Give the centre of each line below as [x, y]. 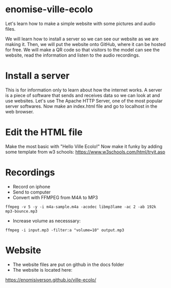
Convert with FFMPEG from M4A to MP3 [55, 197]
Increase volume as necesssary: [46, 221]
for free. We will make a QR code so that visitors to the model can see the [82, 50]
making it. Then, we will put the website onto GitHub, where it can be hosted [86, 44]
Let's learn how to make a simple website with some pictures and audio [80, 23]
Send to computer [32, 192]
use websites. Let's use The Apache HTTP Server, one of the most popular [84, 101]
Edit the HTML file [44, 133]
